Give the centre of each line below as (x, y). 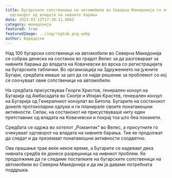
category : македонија (28, 24)
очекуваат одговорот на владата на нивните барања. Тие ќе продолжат (84, 132)
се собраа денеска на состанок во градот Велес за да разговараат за (82, 58)
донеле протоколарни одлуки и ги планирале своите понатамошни (79, 106)
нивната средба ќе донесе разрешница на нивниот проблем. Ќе (76, 153)
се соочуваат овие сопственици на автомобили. (58, 80)
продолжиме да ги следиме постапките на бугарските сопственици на (83, 159)
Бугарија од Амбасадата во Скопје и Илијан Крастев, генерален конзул (84, 96)
